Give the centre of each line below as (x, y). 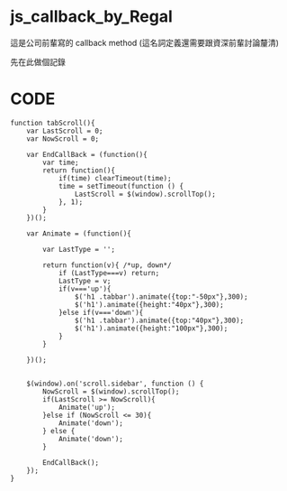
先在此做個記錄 (38, 61)
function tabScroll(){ (53, 123)
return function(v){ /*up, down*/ (107, 265)
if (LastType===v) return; (109, 273)
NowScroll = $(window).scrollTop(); (111, 391)
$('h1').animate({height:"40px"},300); (149, 304)
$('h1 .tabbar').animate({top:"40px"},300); (159, 320)
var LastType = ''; (79, 249)
